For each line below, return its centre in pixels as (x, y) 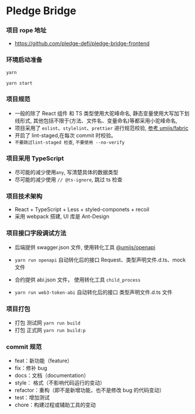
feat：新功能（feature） (43, 361)
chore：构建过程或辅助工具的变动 (55, 405)
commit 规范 (24, 347)
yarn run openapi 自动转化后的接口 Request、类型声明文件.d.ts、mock (100, 260)
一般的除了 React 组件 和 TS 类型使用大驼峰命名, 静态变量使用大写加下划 (102, 113)
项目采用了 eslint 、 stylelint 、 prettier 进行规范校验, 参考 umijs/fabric (102, 128)
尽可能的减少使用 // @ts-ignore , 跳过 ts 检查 (68, 180)
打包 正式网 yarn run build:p (50, 330)
